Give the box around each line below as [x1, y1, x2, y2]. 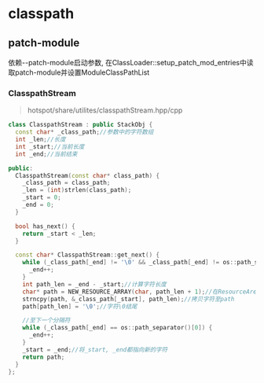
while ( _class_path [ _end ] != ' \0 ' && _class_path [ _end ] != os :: [22, 259, 237, 267]
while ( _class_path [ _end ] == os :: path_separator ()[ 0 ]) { [22, 324, 213, 332]
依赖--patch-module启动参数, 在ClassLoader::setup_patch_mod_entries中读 [8, 58, 254, 67]
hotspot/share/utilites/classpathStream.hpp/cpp [27, 105, 183, 115]
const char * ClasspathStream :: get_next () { [15, 251, 159, 260]
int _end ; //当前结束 [15, 150, 78, 158]
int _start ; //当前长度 [15, 142, 85, 150]
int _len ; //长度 [15, 135, 66, 144]
